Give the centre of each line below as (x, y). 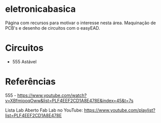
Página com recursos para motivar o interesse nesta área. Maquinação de (80, 23)
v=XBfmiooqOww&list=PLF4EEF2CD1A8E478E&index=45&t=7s (69, 100)
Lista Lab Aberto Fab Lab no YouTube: (44, 110)
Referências (30, 82)
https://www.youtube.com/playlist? (120, 110)
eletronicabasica (40, 9)
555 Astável (25, 61)
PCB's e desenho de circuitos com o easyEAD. (53, 28)
